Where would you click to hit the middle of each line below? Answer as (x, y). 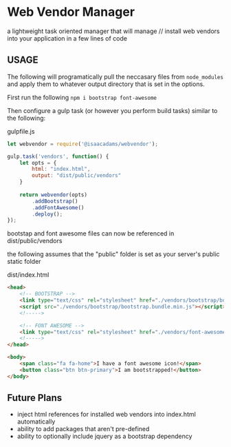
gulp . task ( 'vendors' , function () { (58, 156)
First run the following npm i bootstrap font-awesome (82, 97)
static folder (24, 262)
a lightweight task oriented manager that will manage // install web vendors (113, 31)
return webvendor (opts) (54, 195)
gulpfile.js (21, 131)
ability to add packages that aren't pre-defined (83, 429)
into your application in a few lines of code (67, 38)
